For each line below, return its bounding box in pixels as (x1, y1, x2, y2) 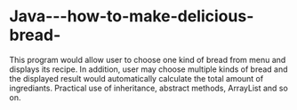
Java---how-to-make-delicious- (9, 6, 254, 27)
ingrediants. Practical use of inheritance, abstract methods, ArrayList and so (9, 82, 289, 93)
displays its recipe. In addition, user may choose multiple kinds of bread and (9, 64, 288, 75)
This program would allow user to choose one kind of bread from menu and (9, 54, 286, 65)
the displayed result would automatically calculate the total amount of (9, 73, 264, 83)
